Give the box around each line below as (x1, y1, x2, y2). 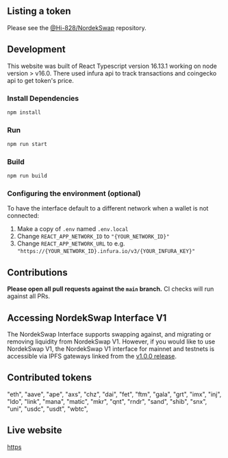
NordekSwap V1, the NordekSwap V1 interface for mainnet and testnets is (7, 345, 214, 353)
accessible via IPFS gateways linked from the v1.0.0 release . (7, 352, 177, 361)
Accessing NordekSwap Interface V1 (7, 312, 167, 324)
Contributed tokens (7, 372, 92, 383)
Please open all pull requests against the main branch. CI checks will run (7, 285, 214, 293)
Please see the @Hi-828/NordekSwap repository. (7, 23, 147, 32)
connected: (7, 212, 40, 220)
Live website (7, 424, 63, 436)
